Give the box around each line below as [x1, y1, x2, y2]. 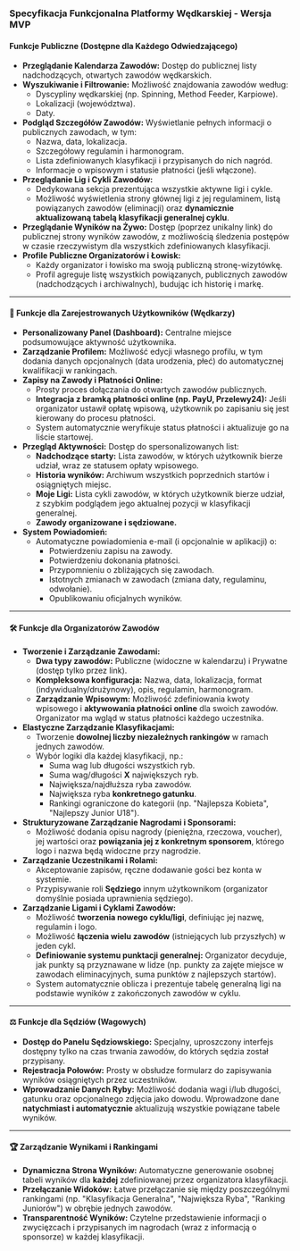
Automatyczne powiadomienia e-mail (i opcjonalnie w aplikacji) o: [35, 536, 277, 547]
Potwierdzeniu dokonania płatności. [48, 555, 180, 566]
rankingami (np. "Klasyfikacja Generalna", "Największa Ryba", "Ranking [21, 1193, 286, 1204]
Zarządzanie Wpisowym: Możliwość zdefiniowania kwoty [35, 693, 250, 704]
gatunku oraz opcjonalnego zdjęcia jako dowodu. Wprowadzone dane [21, 1093, 279, 1104]
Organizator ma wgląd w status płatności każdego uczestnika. [35, 712, 264, 723]
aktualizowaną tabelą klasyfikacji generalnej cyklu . [35, 213, 229, 223]
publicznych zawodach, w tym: [21, 127, 137, 138]
